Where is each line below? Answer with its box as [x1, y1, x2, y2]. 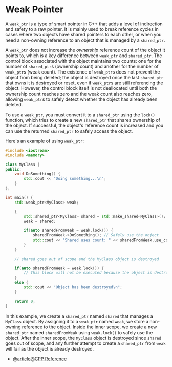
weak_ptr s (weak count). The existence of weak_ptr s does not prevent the [5, 68, 160, 75]
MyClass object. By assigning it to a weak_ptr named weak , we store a [5, 318, 149, 324]
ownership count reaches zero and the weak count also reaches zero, [5, 90, 153, 97]
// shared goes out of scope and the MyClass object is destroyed [14, 256, 159, 262]
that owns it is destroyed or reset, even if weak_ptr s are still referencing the [5, 80, 163, 86]
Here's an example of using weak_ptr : [5, 138, 84, 144]
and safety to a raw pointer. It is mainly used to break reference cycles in [5, 26, 159, 32]
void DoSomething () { [14, 171, 60, 177]
